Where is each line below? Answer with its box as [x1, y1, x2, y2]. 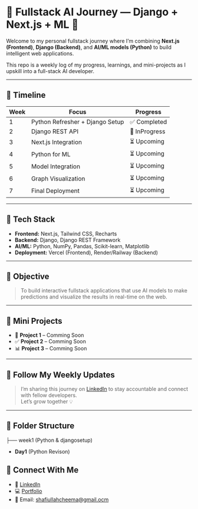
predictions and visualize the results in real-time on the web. [20, 293, 168, 300]
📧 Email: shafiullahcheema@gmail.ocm [14, 495, 109, 503]
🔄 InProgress [129, 127, 166, 135]
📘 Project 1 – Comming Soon [14, 331, 84, 339]
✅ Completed [129, 117, 167, 126]
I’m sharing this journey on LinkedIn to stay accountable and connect [20, 386, 189, 392]
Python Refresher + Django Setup [31, 117, 124, 126]
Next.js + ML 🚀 [6, 18, 79, 31]
